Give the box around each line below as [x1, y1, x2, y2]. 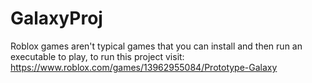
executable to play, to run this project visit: [10, 50, 185, 62]
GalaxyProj [10, 7, 103, 30]
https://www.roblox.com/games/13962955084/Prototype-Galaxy [10, 61, 278, 73]
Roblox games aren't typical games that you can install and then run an [10, 40, 303, 52]
